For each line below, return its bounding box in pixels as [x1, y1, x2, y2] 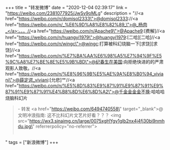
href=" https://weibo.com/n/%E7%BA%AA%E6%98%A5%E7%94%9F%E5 [5, 53, 162, 58]
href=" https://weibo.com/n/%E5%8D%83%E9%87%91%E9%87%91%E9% [5, 83, 163, 88]
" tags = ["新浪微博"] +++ [5, 139, 59, 145]
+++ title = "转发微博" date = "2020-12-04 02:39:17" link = [5, 5, 128, 10]
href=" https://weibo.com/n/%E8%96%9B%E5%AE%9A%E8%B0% [5, 71, 147, 77]
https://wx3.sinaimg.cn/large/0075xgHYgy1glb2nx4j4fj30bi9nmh [29, 118, 165, 124]
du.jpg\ [17, 124, 33, 129]
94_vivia [146, 71, 164, 77]
